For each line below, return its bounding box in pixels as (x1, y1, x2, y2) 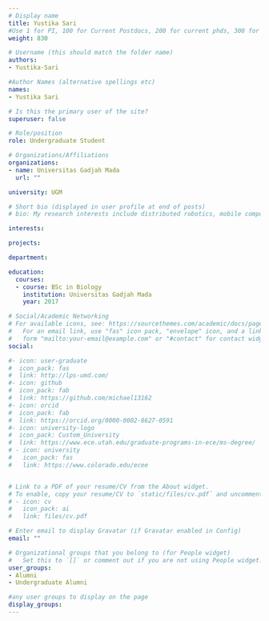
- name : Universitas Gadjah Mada (8, 166, 120, 174)
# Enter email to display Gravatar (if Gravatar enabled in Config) (8, 527, 242, 535)
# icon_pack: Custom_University (8, 431, 120, 440)
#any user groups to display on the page (8, 593, 149, 602)
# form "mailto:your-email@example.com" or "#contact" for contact (8, 335, 246, 343)
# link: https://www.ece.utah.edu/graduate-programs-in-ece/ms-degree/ (8, 439, 256, 447)
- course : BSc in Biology (15, 282, 102, 291)
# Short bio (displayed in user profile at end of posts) (8, 202, 206, 211)
